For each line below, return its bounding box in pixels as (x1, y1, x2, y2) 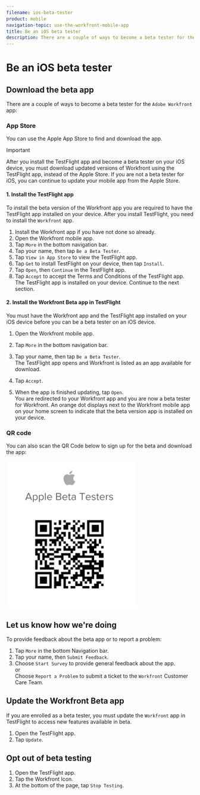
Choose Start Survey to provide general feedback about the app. (14, 659, 176, 666)
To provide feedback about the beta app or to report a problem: (6, 636, 162, 643)
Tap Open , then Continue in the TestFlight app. (14, 266, 126, 273)
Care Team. (14, 678, 43, 686)
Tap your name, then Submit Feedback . (14, 653, 109, 661)
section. (14, 285, 35, 292)
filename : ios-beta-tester (6, 10, 73, 15)
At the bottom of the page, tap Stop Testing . (14, 781, 124, 788)
